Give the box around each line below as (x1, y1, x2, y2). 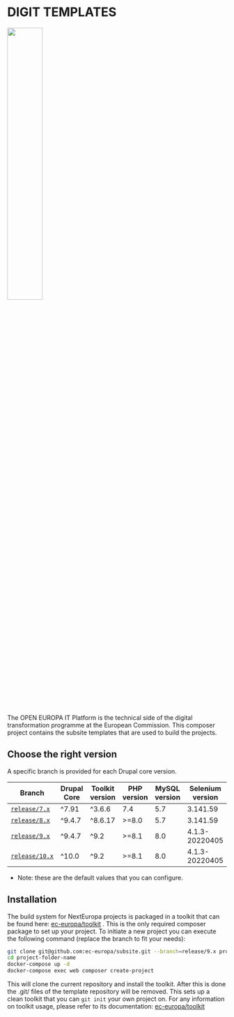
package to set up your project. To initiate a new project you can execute (7, 927, 217, 935)
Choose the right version (7, 748, 117, 760)
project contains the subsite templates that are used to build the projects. (7, 728, 217, 737)
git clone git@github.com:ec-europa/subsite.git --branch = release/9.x (7, 948, 217, 955)
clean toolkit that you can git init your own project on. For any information (7, 995, 225, 1003)
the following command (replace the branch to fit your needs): (7, 934, 186, 942)
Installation (7, 894, 57, 905)
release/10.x (10, 852, 54, 860)
